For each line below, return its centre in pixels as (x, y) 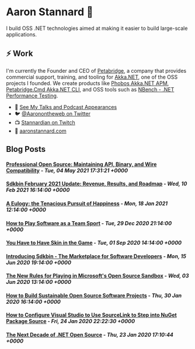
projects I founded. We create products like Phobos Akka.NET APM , (88, 83)
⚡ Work (20, 54)
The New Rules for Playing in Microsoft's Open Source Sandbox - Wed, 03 (97, 276)
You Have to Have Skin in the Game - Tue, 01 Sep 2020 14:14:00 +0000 (94, 243)
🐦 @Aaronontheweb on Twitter (52, 113)
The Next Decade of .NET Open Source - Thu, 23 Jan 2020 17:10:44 (90, 335)
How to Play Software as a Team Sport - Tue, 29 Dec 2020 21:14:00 (89, 223)
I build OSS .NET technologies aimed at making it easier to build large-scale (97, 28)
